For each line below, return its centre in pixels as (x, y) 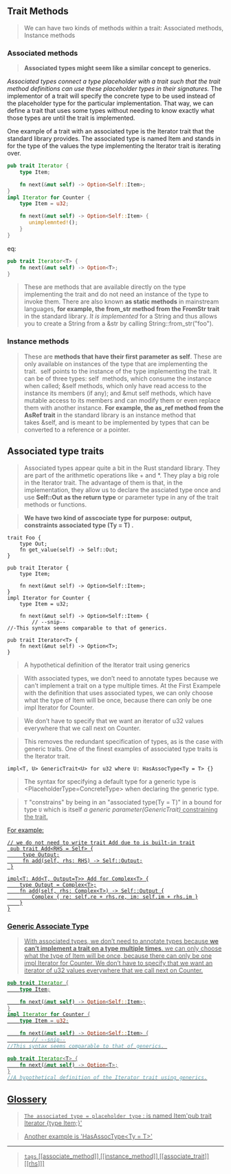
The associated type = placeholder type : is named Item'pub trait (118, 1116)
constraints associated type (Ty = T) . (79, 525)
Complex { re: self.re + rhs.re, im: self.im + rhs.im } (115, 897)
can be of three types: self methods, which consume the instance (118, 378)
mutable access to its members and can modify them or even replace (122, 400)
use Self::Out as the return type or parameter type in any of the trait (121, 497)
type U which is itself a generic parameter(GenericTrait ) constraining (121, 809)
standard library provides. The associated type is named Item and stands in (114, 139)
